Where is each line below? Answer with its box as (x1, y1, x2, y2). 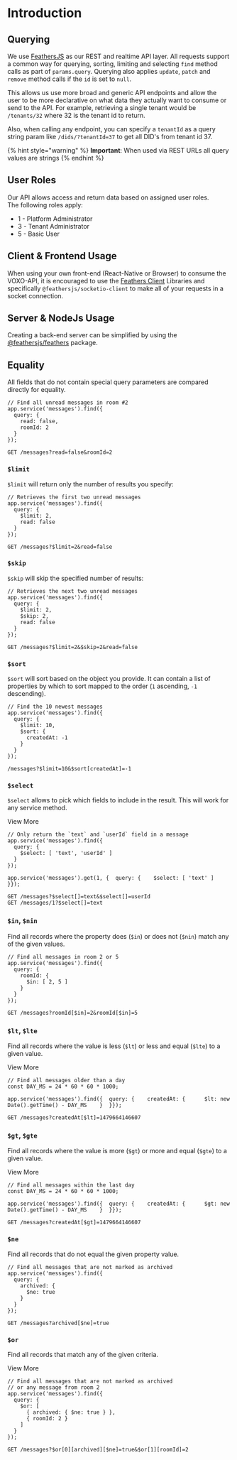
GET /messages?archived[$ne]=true (7, 1319, 110, 1326)
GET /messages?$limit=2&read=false (7, 543, 113, 550)
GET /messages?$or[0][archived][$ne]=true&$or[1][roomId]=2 (7, 1446, 189, 1453)
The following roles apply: (7, 200, 83, 209)
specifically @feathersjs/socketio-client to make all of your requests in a (7, 284, 224, 293)
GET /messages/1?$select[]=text (7, 900, 103, 907)
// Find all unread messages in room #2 (7, 399, 129, 406)
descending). (7, 690, 46, 698)
